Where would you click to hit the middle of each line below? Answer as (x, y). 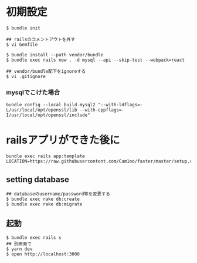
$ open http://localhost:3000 (43, 254)
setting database (38, 179)
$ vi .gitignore (26, 76)
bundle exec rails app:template (45, 156)
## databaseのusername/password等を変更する (58, 194)
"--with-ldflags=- (120, 105)
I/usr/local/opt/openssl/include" (48, 115)
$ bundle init (23, 28)
